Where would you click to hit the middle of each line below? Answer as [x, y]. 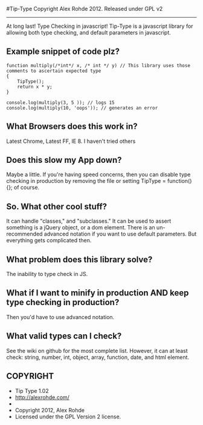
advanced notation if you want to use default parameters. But [120, 234]
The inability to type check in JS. [47, 274]
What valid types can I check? [64, 336]
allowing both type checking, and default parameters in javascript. [89, 32]
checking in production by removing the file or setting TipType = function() [99, 181]
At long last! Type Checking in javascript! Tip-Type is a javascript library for [100, 26]
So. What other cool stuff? [57, 206]
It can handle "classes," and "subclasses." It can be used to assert [89, 221]
